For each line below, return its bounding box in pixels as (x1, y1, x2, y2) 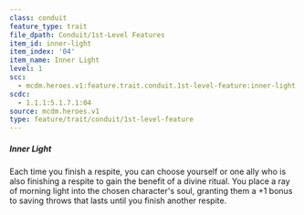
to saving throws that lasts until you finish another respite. (9, 195, 227, 206)
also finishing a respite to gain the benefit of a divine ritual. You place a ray (9, 176, 290, 187)
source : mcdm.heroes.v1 (9, 107, 100, 116)
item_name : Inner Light (9, 56, 100, 65)
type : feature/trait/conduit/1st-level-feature (9, 115, 194, 124)
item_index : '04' (9, 47, 76, 56)
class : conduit (9, 13, 68, 23)
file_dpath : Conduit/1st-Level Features (9, 30, 166, 39)
